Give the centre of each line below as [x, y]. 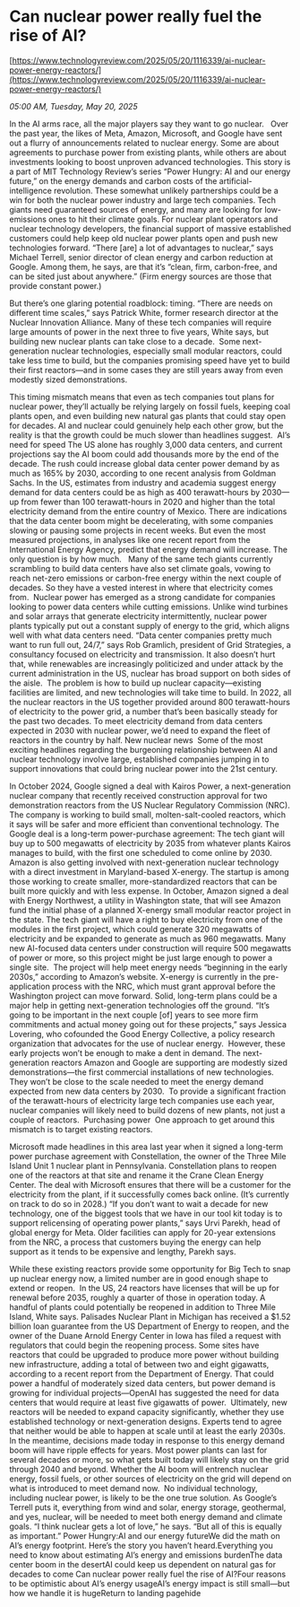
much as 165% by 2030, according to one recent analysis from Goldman [143, 473]
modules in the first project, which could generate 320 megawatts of [136, 929]
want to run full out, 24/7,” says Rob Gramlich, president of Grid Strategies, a [150, 644]
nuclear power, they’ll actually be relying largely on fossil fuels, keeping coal [150, 406]
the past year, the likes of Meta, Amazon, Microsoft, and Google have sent [146, 133]
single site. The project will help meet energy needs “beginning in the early [149, 967]
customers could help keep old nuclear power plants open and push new [144, 238]
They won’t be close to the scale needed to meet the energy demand [137, 1081]
